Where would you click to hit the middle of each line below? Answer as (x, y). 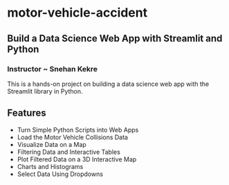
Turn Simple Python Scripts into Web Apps (78, 130)
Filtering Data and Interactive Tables (69, 152)
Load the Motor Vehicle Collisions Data (72, 137)
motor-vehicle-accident (77, 13)
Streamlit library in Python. (45, 91)
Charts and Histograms (50, 166)
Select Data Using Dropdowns (60, 174)
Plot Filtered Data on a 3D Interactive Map (77, 159)
